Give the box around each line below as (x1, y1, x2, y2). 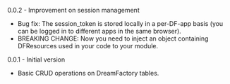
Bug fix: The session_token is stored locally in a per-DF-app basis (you (17, 20, 224, 27)
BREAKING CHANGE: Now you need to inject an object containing (17, 34, 209, 43)
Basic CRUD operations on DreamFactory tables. (17, 69, 159, 77)
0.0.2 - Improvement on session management (7, 6, 140, 14)
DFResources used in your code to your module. (17, 42, 159, 50)
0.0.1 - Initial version (7, 55, 66, 64)
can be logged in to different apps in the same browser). (17, 27, 181, 35)
